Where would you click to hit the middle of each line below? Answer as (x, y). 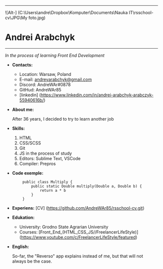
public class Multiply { (48, 182)
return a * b (53, 190)
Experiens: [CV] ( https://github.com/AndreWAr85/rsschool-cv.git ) (78, 208)
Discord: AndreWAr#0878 (45, 84)
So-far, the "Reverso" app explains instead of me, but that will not (77, 256)
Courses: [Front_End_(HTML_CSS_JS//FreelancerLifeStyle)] (79, 232)
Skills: (18, 128)
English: (20, 247)
